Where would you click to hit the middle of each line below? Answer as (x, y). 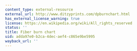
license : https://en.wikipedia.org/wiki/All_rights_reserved (69, 23)
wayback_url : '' (22, 41)
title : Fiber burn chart (30, 32)
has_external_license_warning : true (42, 18)
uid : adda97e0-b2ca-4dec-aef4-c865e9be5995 (50, 37)
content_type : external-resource (39, 9)
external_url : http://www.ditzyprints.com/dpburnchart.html (68, 14)
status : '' (16, 28)
